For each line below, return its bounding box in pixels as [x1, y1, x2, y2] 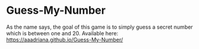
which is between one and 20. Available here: [6, 29, 119, 36]
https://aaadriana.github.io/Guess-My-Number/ [6, 36, 123, 43]
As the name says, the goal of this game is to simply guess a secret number [6, 23, 193, 30]
